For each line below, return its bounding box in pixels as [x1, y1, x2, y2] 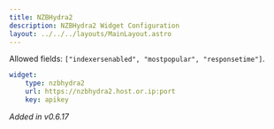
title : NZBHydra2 [9, 12, 73, 22]
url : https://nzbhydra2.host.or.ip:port [25, 87, 176, 96]
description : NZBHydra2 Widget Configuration [9, 21, 179, 30]
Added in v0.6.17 [9, 111, 69, 122]
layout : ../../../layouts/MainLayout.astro [9, 29, 172, 38]
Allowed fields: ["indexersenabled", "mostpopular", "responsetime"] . [9, 54, 265, 64]
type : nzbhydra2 [25, 79, 86, 88]
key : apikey [25, 95, 69, 104]
